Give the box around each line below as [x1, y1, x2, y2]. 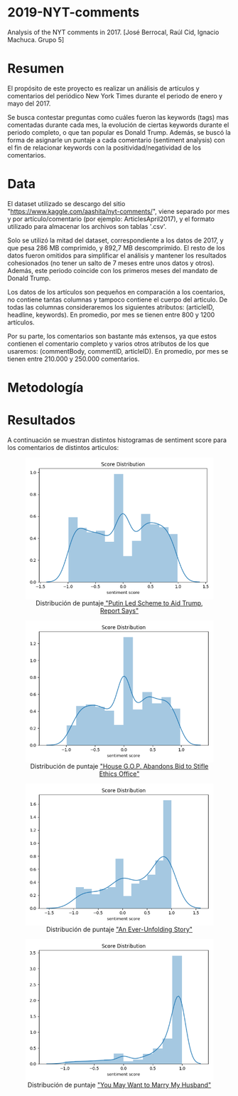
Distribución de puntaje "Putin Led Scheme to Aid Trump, [35, 598, 204, 607]
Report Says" [99, 606, 139, 615]
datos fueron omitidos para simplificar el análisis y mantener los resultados [7, 251, 227, 260]
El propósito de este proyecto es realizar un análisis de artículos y [7, 83, 200, 93]
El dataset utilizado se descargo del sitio [7, 199, 126, 208]
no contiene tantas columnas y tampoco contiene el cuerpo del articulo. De [7, 295, 228, 304]
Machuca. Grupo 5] [7, 35, 65, 43]
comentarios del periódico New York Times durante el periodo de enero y [7, 91, 222, 100]
